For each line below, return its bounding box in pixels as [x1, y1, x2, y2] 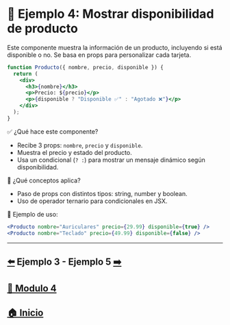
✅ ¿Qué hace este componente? [7, 127, 99, 136]
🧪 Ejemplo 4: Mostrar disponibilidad [7, 6, 214, 22]
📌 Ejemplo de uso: [7, 210, 58, 218]
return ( [13, 70, 38, 77]
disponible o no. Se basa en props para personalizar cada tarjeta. [7, 51, 192, 59]
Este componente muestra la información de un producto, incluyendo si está [7, 43, 222, 51]
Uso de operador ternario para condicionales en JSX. [16, 197, 168, 205]
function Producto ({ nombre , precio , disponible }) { [7, 64, 164, 71]
